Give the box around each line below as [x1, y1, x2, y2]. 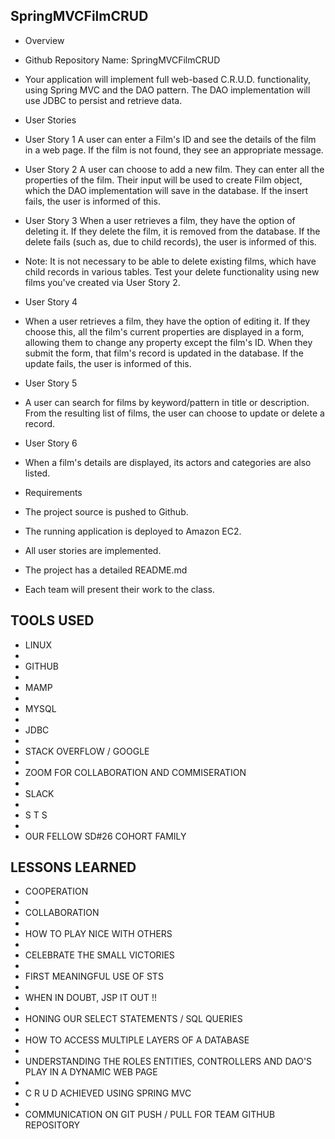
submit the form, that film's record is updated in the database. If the [24, 347, 304, 359]
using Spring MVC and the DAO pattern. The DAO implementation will [24, 84, 311, 96]
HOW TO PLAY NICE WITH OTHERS [24, 928, 173, 940]
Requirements [24, 486, 83, 498]
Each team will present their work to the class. [24, 583, 215, 595]
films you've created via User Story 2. [24, 276, 181, 288]
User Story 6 [24, 437, 78, 449]
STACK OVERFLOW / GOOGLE [24, 745, 150, 757]
